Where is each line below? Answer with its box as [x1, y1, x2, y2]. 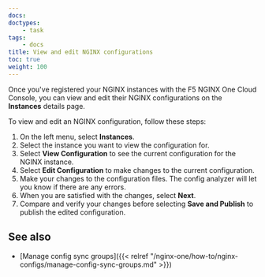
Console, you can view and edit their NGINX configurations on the [8, 92, 222, 103]
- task [22, 26, 44, 34]
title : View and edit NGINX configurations [8, 48, 154, 56]
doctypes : [8, 19, 41, 27]
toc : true [8, 56, 41, 64]
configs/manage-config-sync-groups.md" [19, 260, 158, 269]
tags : [8, 33, 26, 42]
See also [8, 230, 51, 244]
